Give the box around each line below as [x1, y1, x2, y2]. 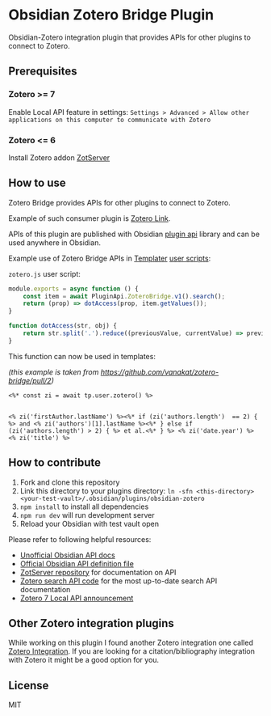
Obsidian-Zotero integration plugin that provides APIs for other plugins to [8, 32, 252, 42]
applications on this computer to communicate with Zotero [8, 116, 211, 124]
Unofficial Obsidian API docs [19, 550, 115, 560]
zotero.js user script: [8, 269, 81, 278]
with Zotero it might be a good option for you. [8, 655, 160, 665]
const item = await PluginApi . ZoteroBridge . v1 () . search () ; [23, 292, 226, 300]
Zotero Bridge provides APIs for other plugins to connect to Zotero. [8, 197, 231, 207]
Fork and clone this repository [19, 477, 120, 487]
